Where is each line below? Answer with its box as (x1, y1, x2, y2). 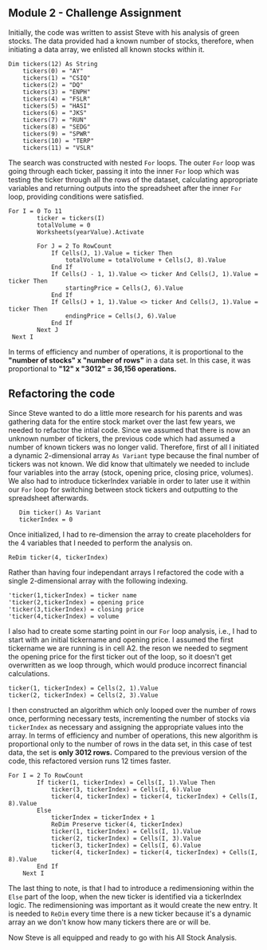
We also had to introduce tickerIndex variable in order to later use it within (8, 476, 251, 485)
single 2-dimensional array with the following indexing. (8, 576, 188, 585)
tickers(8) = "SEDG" (22, 123, 91, 131)
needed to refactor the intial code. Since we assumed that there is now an (8, 425, 251, 434)
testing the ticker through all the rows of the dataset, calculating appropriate (8, 175, 258, 184)
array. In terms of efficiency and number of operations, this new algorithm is (8, 730, 258, 740)
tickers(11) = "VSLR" (22, 144, 94, 152)
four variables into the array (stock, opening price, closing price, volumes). (8, 467, 253, 477)
